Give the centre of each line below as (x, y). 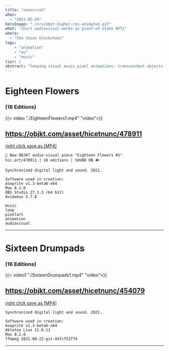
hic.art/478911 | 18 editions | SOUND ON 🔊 (52, 160)
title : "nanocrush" (26, 10)
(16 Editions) (21, 264)
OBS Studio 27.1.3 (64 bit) (35, 192)
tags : (11, 43)
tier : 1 (13, 62)
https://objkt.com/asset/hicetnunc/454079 (75, 291)
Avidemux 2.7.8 (21, 197)
